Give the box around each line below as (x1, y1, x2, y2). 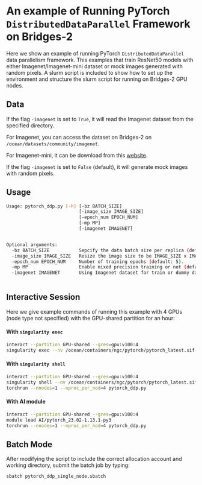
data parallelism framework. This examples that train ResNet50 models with (6, 56, 194, 63)
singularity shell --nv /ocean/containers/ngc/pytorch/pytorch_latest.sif (6, 379, 198, 385)
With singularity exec (6, 328, 63, 335)
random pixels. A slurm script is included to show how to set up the (6, 69, 173, 76)
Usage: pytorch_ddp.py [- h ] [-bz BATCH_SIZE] (6, 203, 122, 209)
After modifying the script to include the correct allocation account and (6, 455, 182, 463)
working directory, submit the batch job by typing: (6, 461, 130, 469)
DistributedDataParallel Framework (6, 17, 191, 31)
